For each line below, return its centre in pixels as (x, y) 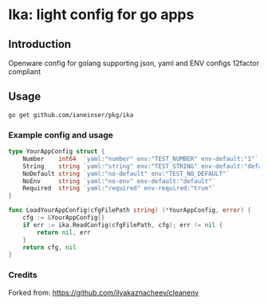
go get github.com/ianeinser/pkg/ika (71, 115)
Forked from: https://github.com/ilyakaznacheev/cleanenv (104, 292)
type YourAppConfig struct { (57, 152)
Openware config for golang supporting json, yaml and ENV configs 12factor (134, 63)
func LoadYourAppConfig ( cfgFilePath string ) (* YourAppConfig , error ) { (130, 210)
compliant (25, 72)
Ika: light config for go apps (101, 15)
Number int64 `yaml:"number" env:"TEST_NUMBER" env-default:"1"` (141, 158)
